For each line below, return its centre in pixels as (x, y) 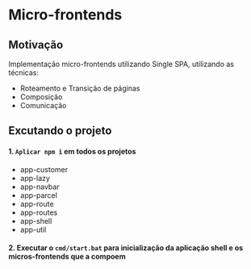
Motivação (36, 45)
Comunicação (43, 105)
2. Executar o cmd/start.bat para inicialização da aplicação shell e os (126, 248)
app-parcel (39, 195)
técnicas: (23, 73)
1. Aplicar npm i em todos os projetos (72, 151)
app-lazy (35, 178)
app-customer (44, 169)
